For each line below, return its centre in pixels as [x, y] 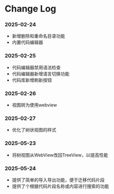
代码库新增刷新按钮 [32, 80]
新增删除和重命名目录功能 [38, 36]
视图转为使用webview [34, 105]
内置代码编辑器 [27, 42]
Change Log [30, 9]
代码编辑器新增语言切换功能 [41, 74]
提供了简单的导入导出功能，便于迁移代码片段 [58, 180]
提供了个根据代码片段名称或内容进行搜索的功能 [60, 186]
